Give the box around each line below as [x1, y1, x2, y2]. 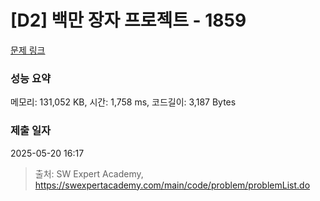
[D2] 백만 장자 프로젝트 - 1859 [10, 9, 247, 32]
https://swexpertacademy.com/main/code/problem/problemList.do [34, 179, 311, 191]
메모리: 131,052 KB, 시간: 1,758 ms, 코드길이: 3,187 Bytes [10, 96, 237, 108]
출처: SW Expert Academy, [34, 167, 144, 180]
